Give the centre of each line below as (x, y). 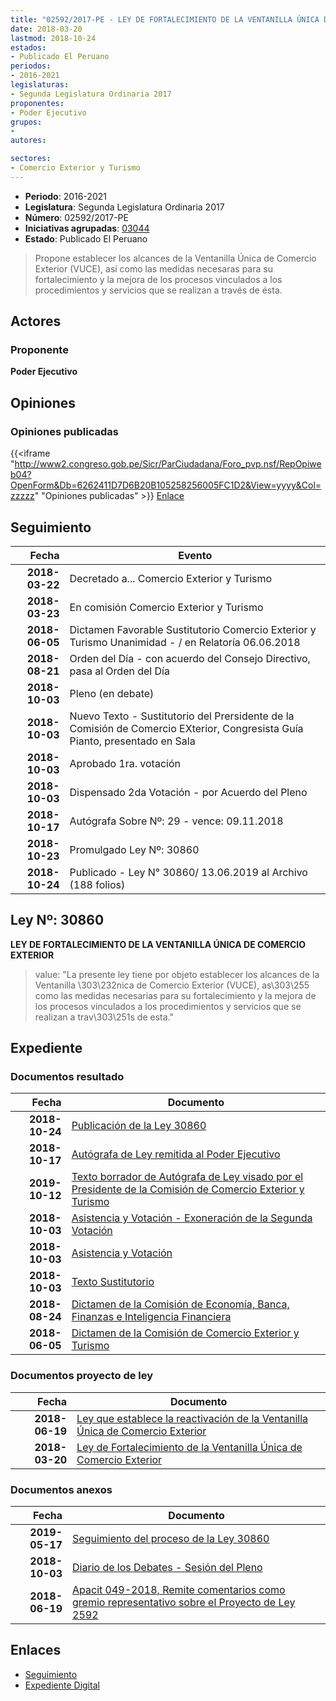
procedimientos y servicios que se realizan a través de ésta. (158, 290)
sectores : (31, 159)
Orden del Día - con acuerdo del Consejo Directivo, (190, 658)
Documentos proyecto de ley (82, 1376)
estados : (28, 47)
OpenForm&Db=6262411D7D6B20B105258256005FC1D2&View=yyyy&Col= (166, 485)
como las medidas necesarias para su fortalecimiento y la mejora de (175, 995)
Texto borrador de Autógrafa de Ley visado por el (187, 1177)
